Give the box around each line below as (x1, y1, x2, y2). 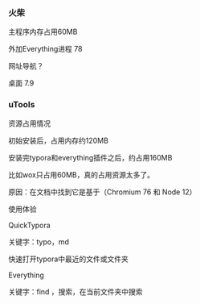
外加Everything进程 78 (8, 44, 83, 54)
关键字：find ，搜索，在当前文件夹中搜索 (8, 286, 143, 296)
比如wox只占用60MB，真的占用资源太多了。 (8, 169, 155, 179)
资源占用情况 (8, 119, 51, 128)
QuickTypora (8, 220, 51, 230)
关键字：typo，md (8, 236, 70, 247)
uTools (8, 99, 35, 110)
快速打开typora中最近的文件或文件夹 (8, 254, 129, 264)
